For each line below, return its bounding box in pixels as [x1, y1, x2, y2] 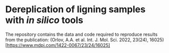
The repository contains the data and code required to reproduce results [5, 31, 158, 37]
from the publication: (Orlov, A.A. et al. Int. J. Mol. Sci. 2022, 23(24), [5, 37, 149, 43]
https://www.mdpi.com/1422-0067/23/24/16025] [7, 42, 110, 48]
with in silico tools [5, 14, 83, 26]
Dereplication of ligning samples [5, 4, 146, 15]
